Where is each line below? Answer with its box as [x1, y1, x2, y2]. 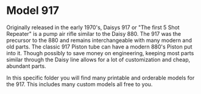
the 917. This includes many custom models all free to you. [6, 80, 153, 88]
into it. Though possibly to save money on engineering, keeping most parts [6, 49, 194, 56]
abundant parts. [6, 62, 47, 70]
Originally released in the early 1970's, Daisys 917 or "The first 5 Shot [6, 24, 180, 31]
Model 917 [6, 4, 60, 18]
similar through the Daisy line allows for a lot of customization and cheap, [6, 56, 191, 63]
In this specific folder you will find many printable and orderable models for [6, 74, 195, 81]
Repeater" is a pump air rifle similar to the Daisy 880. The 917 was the [6, 30, 182, 37]
